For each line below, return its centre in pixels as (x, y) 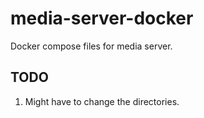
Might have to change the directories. (102, 101)
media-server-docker (102, 18)
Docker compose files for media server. (91, 46)
